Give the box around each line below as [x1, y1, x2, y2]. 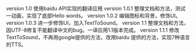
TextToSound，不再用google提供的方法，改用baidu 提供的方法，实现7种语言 [6, 34, 190, 40]
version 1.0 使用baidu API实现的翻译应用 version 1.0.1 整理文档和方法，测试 [6, 5, 186, 12]
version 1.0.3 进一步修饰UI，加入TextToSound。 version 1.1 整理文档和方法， [6, 20, 189, 26]
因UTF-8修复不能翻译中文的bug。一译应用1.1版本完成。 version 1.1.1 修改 [6, 26, 180, 33]
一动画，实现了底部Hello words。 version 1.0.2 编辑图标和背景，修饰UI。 [6, 12, 181, 19]
